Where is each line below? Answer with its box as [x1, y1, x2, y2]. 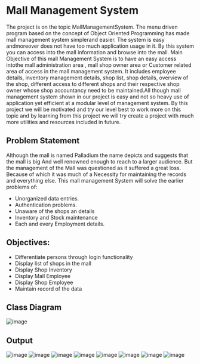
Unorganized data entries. [14, 195, 79, 202]
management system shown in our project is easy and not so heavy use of [6, 93, 189, 100]
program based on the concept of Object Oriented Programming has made [6, 29, 190, 36]
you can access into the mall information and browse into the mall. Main [6, 48, 183, 55]
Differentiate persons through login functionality [14, 253, 133, 260]
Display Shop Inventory [14, 266, 73, 273]
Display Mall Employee [14, 272, 71, 279]
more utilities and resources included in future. [6, 118, 121, 125]
